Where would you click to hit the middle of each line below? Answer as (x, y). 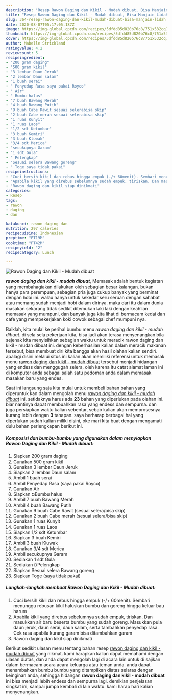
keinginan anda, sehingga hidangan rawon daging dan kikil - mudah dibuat (85, 675)
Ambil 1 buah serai (32, 478)
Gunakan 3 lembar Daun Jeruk (45, 467)
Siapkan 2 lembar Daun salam (44, 473)
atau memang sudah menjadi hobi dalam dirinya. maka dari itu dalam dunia (84, 303)
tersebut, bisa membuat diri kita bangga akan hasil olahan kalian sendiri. (82, 351)
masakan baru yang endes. (34, 378)
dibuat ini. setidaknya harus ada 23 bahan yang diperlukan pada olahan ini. (85, 399)
